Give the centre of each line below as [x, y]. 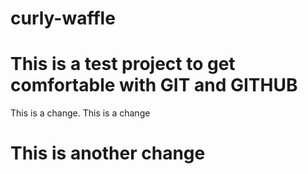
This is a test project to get [123, 64]
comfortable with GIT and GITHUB [154, 85]
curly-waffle [63, 18]
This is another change [108, 153]
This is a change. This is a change [80, 113]
